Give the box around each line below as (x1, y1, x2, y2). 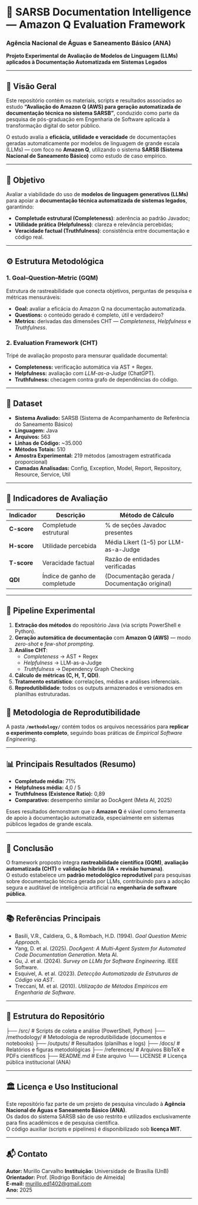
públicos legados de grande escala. (6, 820, 93, 828)
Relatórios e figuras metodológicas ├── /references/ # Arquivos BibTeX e (6, 1046, 185, 1053)
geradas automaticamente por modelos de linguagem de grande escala (6, 140, 180, 147)
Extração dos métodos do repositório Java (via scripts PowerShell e (14, 621, 181, 628)
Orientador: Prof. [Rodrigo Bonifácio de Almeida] (6, 1174, 126, 1181)
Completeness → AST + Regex (23, 653, 98, 660)
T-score (9, 558, 34, 566)
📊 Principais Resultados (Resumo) (6, 759, 136, 769)
